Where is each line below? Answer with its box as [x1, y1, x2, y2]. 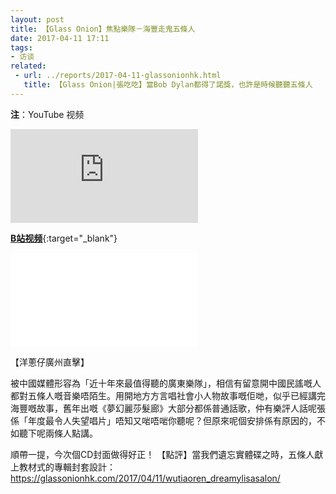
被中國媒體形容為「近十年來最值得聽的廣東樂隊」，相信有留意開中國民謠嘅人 [10, 377, 322, 389]
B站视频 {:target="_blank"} [10, 232, 118, 244]
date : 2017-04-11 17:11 [10, 33, 110, 43]
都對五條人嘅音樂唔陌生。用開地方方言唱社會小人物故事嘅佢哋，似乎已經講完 [10, 389, 326, 401]
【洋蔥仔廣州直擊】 [10, 356, 90, 368]
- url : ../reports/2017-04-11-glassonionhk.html [14, 71, 222, 81]
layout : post [10, 14, 65, 25]
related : [10, 61, 47, 71]
